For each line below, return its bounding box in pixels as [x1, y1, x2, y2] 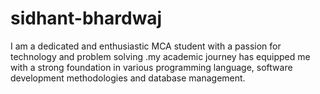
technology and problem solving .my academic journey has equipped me [10, 50, 311, 62]
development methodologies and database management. [10, 72, 246, 84]
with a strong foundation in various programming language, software [10, 61, 293, 73]
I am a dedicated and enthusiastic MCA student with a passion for [10, 40, 282, 52]
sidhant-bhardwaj [10, 7, 163, 30]
